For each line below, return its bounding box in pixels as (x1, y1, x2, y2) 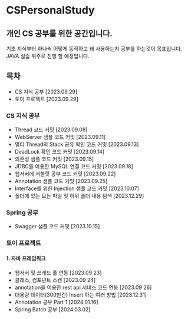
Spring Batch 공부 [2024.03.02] (14, 305, 91, 313)
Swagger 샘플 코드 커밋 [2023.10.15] (14, 223, 100, 230)
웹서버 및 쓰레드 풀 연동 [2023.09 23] (14, 269, 102, 276)
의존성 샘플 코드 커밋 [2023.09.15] (14, 155, 94, 162)
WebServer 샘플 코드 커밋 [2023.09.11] (14, 134, 106, 141)
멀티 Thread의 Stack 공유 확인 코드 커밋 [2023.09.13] (14, 141, 139, 148)
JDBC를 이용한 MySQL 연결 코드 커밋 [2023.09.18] (14, 163, 134, 170)
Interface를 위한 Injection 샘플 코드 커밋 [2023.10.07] (14, 185, 140, 192)
